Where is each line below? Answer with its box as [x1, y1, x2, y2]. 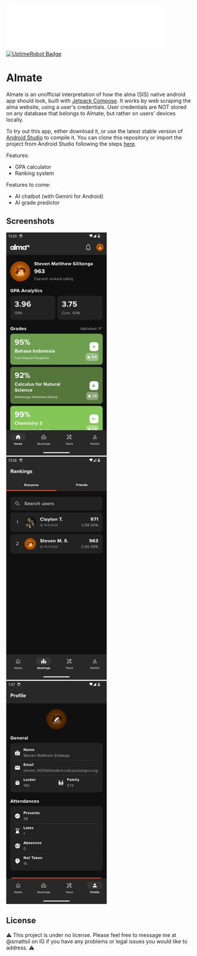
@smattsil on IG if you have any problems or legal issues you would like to [6, 938, 187, 945]
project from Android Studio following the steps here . [6, 140, 137, 147]
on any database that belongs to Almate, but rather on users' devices [6, 109, 176, 117]
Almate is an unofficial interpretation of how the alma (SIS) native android [6, 90, 186, 98]
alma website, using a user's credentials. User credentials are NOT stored [6, 103, 187, 111]
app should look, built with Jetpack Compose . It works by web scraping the [6, 97, 192, 104]
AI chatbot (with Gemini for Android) [14, 192, 104, 200]
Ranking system [14, 170, 55, 177]
